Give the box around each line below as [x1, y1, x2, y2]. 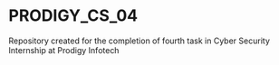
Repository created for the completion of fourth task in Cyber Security [8, 35, 271, 46]
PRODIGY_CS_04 [8, 5, 139, 26]
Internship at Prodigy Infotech [8, 44, 120, 55]
